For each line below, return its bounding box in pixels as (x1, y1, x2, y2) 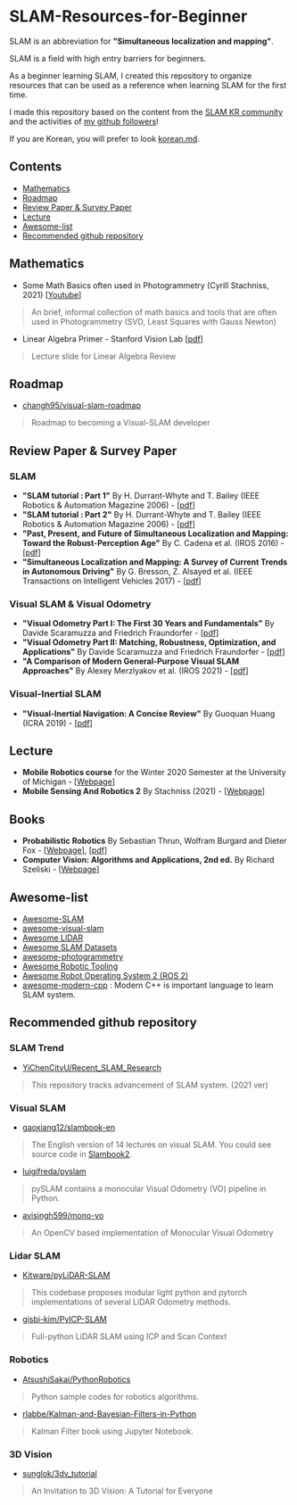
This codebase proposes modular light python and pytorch (30, 1287, 247, 1298)
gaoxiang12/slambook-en (21, 1122, 116, 1133)
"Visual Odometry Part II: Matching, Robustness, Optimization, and (21, 637, 276, 648)
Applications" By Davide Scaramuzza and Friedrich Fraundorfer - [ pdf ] (21, 647, 285, 657)
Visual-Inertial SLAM (9, 688, 102, 700)
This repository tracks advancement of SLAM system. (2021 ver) (30, 1079, 269, 1090)
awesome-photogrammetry (21, 952, 124, 963)
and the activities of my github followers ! (9, 116, 159, 127)
